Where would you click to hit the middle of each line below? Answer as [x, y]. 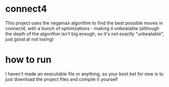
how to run [29, 60]
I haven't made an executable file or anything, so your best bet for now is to [84, 74]
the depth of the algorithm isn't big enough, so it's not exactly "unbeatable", [85, 34]
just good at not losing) [30, 39]
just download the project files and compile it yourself [62, 79]
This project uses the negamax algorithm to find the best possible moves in [84, 23]
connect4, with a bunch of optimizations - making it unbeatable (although [82, 28]
